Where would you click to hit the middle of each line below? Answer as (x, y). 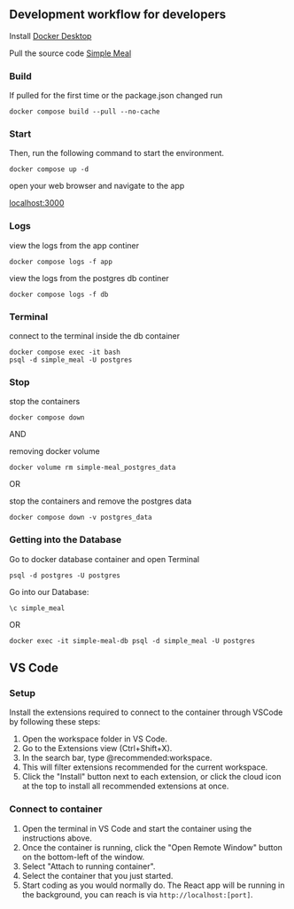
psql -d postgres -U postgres (65, 576)
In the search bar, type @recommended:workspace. (117, 758)
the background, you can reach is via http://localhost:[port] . (138, 894)
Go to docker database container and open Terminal (104, 559)
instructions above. (57, 838)
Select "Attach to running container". (89, 866)
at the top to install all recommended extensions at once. (125, 786)
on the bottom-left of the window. (83, 857)
